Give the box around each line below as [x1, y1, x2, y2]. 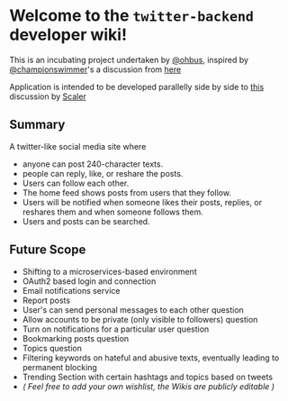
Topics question [22, 342, 83, 353]
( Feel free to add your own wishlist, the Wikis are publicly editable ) [22, 380, 275, 392]
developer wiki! [9, 24, 128, 45]
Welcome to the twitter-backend [9, 5, 255, 26]
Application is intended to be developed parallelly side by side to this [9, 81, 265, 92]
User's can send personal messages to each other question [22, 304, 245, 315]
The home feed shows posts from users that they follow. [22, 187, 232, 198]
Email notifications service [22, 285, 121, 296]
